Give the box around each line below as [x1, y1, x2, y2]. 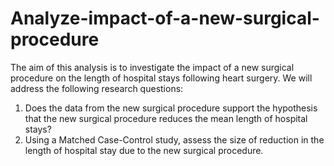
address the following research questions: [10, 82, 184, 94]
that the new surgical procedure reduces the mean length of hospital [24, 112, 308, 124]
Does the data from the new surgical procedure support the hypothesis [24, 102, 318, 114]
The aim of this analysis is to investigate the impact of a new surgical [10, 61, 295, 73]
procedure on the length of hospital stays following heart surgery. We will [10, 72, 313, 84]
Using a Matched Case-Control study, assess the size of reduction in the [24, 133, 325, 146]
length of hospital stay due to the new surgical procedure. [24, 144, 264, 156]
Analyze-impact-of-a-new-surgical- [10, 7, 320, 30]
